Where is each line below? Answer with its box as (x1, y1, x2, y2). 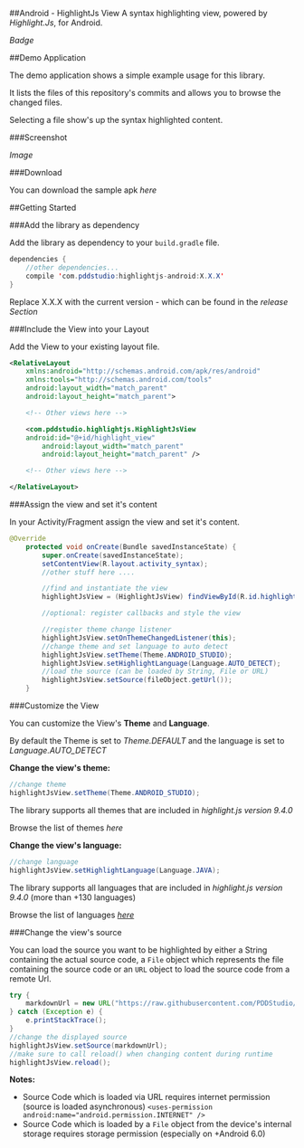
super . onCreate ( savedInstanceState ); (42, 551, 184, 560)
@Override (9, 534, 47, 543)
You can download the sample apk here (9, 185, 157, 195)
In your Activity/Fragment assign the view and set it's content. (9, 517, 240, 527)
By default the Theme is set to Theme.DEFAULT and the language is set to (9, 735, 285, 745)
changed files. (9, 97, 63, 108)
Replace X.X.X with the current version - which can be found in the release (9, 296, 289, 307)
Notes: (9, 1074, 36, 1085)
